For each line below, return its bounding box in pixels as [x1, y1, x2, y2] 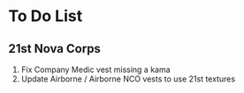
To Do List [8, 6, 83, 26]
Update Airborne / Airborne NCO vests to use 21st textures [20, 74, 236, 84]
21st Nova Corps [8, 41, 101, 56]
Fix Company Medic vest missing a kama [20, 64, 171, 75]
